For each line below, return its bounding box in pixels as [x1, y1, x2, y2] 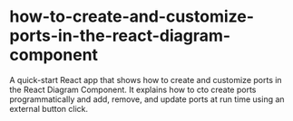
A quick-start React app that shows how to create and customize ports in [9, 74, 283, 85]
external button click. [9, 103, 89, 114]
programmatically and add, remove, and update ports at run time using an [9, 93, 285, 105]
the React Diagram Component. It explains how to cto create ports [9, 84, 257, 95]
